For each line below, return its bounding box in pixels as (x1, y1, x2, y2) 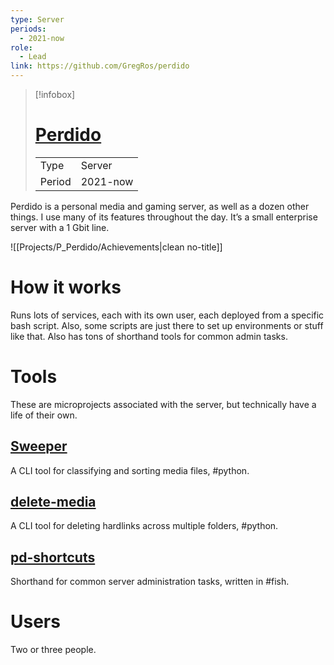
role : (10, 42, 33, 53)
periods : (10, 24, 47, 34)
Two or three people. (10, 644, 97, 656)
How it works (10, 276, 122, 299)
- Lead (19, 52, 47, 62)
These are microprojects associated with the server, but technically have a (10, 398, 317, 410)
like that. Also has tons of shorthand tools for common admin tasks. (10, 330, 288, 342)
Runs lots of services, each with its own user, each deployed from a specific (10, 309, 325, 321)
